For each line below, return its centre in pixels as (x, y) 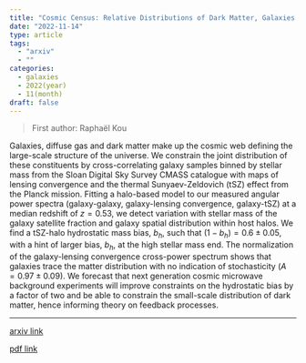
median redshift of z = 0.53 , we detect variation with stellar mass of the (143, 214)
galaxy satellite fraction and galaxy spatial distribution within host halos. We (152, 223)
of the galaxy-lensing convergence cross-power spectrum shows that (140, 257)
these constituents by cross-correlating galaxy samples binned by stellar (146, 166)
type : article (36, 35)
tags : (20, 43)
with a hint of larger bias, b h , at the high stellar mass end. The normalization (152, 246)
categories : (32, 69)
